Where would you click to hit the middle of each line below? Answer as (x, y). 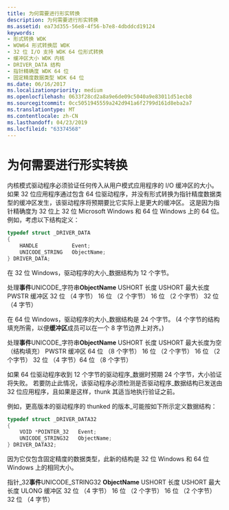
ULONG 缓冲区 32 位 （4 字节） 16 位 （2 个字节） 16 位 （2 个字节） (118, 491)
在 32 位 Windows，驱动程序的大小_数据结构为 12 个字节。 (90, 272)
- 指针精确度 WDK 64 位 (38, 71)
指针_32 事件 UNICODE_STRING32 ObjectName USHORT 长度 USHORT (107, 482)
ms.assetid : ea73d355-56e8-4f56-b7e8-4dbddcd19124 (81, 26)
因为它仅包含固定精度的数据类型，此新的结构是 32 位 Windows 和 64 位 (108, 459)
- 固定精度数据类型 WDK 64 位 (46, 78)
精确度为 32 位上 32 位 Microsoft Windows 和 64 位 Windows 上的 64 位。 (118, 212)
